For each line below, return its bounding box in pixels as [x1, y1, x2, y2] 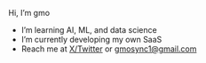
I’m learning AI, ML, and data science [20, 25, 157, 35]
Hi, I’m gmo [8, 8, 51, 18]
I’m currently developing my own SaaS [20, 35, 162, 44]
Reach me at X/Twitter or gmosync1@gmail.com [20, 43, 197, 54]
